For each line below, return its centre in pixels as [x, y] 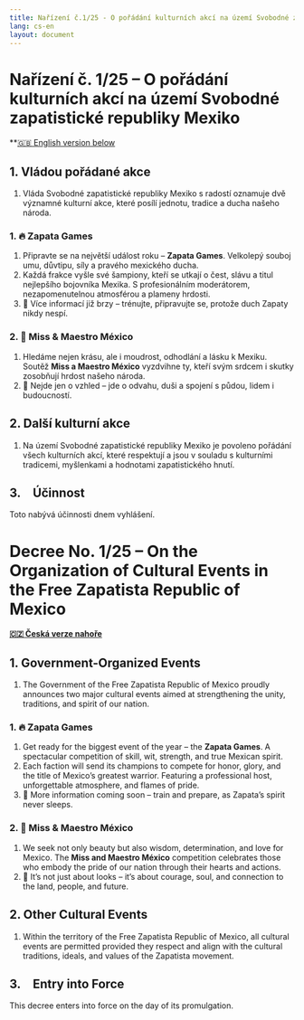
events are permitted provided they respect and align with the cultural [152, 946]
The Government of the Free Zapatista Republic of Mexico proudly [146, 685]
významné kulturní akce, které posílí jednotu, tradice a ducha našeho [151, 203]
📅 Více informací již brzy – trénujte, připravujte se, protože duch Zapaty [155, 304]
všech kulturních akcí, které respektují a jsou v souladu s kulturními [147, 455]
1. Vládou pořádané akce [80, 171]
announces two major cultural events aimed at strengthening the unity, [154, 694]
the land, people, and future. [76, 886]
